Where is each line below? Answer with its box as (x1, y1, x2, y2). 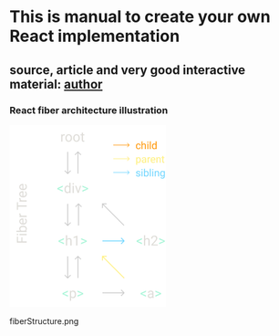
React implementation (9, 26, 181, 47)
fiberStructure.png (9, 315, 79, 326)
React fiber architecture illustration (9, 103, 169, 116)
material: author (9, 76, 103, 92)
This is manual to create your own (9, 6, 271, 27)
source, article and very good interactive (9, 62, 246, 78)
